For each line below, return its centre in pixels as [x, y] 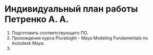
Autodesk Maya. [28, 43]
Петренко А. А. [37, 19]
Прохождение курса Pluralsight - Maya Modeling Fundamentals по [80, 38]
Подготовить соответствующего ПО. [50, 33]
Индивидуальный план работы [71, 9]
